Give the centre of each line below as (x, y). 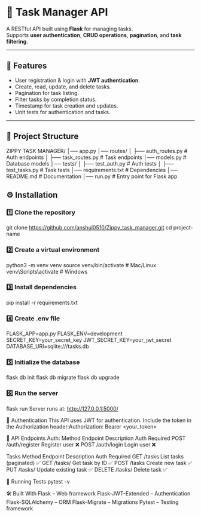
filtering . (17, 41)
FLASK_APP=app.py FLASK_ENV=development (64, 334)
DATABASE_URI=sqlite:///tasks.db (48, 347)
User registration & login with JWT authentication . (77, 80)
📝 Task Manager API (57, 12)
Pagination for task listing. (47, 93)
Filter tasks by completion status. (56, 99)
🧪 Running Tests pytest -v (38, 481)
